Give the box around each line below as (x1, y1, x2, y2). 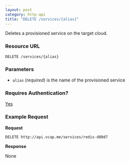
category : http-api (5, 12, 46, 17)
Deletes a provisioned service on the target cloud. (5, 30, 108, 36)
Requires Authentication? (5, 89, 69, 96)
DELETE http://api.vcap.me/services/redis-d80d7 (5, 134, 108, 139)
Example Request (5, 113, 48, 120)
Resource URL (5, 43, 40, 50)
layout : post (5, 7, 32, 12)
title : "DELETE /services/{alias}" (5, 16, 79, 21)
